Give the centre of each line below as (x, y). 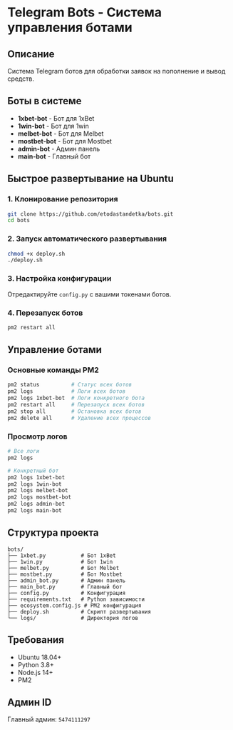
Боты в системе (45, 101)
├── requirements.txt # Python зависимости (76, 599)
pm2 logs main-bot (35, 511)
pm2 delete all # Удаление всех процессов (79, 418)
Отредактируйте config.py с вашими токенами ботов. (89, 294)
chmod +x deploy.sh (36, 254)
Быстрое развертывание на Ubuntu (91, 179)
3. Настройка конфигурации (59, 279)
